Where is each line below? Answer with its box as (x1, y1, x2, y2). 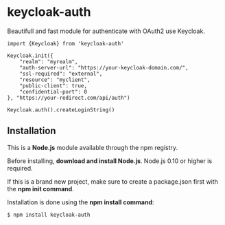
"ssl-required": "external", (19, 70, 103, 77)
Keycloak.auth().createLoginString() (7, 106, 115, 114)
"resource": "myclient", (19, 76, 91, 83)
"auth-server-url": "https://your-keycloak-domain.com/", (19, 64, 189, 71)
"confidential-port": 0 (19, 88, 88, 95)
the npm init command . (7, 184, 74, 193)
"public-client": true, (19, 82, 88, 89)
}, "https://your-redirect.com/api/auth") (7, 94, 130, 101)
